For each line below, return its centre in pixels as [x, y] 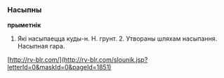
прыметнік [24, 25]
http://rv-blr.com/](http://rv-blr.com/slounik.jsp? [79, 60]
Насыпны [25, 10]
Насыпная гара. [41, 46]
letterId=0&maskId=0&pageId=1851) [59, 67]
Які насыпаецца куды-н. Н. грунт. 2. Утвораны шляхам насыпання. [117, 39]
